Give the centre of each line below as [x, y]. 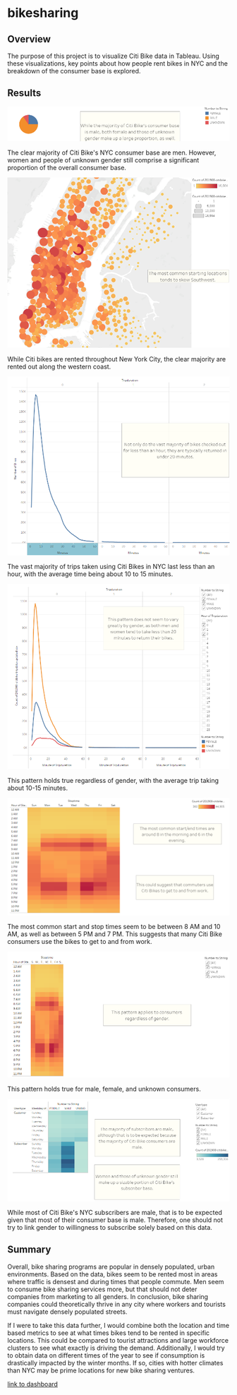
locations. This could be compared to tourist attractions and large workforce [118, 1340]
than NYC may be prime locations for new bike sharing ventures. [101, 1370]
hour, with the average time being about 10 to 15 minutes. [90, 574]
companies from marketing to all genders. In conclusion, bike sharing [108, 1296]
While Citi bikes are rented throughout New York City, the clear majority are [117, 359]
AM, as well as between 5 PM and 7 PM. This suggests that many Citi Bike [115, 934]
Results [24, 93]
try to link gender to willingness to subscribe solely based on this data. [110, 1227]
